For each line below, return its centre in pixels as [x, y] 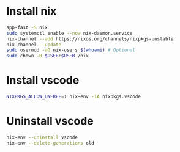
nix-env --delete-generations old [51, 143]
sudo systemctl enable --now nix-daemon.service [69, 33]
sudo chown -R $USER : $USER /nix [47, 56]
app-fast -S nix [27, 27]
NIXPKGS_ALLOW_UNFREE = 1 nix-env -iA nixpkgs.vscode [73, 97]
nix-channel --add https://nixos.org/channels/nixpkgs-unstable [90, 39]
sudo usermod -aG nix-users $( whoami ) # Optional [71, 50]
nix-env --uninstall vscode [42, 137]
